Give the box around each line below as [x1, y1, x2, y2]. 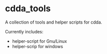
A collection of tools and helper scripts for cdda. [5, 19, 103, 25]
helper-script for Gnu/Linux [12, 38, 67, 44]
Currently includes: [5, 28, 43, 34]
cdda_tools [5, 3, 51, 14]
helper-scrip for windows [12, 43, 64, 49]
